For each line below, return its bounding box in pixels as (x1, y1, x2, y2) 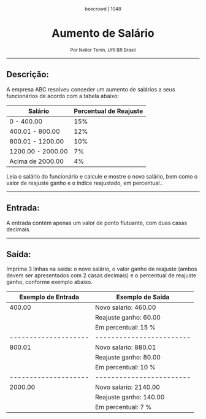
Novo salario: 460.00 (94, 303, 156, 312)
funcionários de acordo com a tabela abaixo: (6, 92, 120, 99)
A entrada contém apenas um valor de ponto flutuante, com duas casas (6, 219, 188, 226)
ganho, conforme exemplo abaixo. (6, 279, 93, 286)
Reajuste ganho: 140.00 (94, 393, 165, 402)
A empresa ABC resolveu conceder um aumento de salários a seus (6, 85, 175, 93)
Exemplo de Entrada (19, 293, 80, 301)
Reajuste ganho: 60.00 (94, 313, 161, 322)
